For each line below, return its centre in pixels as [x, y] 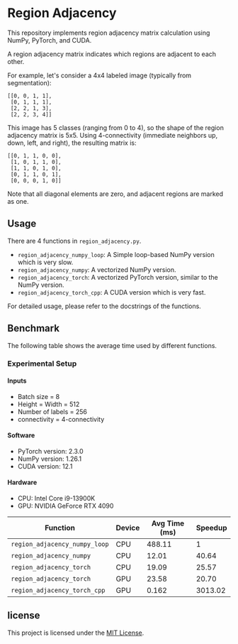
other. [16, 61]
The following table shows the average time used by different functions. [112, 345]
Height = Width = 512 [49, 404]
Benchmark [34, 328]
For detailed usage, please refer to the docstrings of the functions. [104, 306]
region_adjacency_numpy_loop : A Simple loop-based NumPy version [116, 254]
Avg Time [168, 523]
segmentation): [29, 82]
